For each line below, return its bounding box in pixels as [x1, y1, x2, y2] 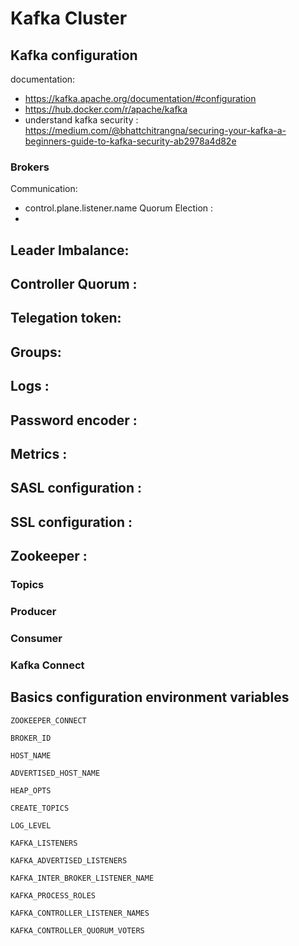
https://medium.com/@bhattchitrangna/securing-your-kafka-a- [24, 125, 287, 136]
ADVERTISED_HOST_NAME [10, 768, 101, 778]
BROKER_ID [10, 733, 52, 743]
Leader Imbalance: [10, 242, 130, 259]
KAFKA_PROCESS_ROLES [10, 890, 97, 901]
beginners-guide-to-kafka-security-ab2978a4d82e [24, 135, 237, 147]
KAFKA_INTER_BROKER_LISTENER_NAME [10, 873, 155, 883]
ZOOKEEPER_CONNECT [10, 715, 87, 726]
